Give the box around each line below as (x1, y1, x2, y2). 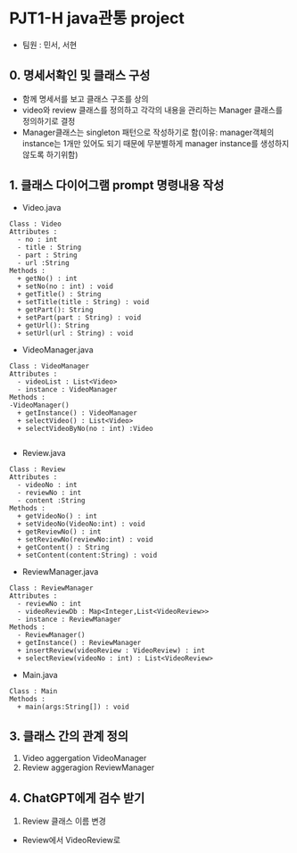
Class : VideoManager (9, 361, 90, 370)
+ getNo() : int (17, 274, 78, 283)
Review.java (21, 447, 66, 458)
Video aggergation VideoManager (21, 753, 147, 764)
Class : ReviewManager (9, 584, 94, 592)
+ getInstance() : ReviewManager (17, 638, 142, 647)
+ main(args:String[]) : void (17, 702, 129, 711)
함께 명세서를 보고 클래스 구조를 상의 (21, 93, 149, 104)
